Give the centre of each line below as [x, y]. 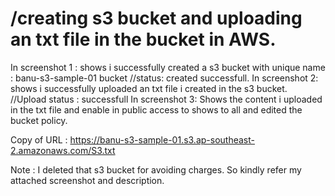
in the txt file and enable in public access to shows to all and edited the [156, 109]
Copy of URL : [39, 139]
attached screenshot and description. [87, 180]
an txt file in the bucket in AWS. [143, 39]
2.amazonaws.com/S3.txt [63, 150]
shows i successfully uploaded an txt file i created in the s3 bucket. [149, 88]
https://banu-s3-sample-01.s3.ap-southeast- [162, 139]
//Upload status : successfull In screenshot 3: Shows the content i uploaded [166, 99]
